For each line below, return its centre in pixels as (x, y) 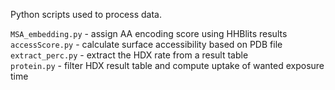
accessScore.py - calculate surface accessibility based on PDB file (146, 44)
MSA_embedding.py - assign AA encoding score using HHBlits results (149, 33)
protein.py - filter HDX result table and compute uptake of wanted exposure (167, 65)
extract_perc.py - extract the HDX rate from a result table (129, 55)
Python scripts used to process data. (86, 14)
